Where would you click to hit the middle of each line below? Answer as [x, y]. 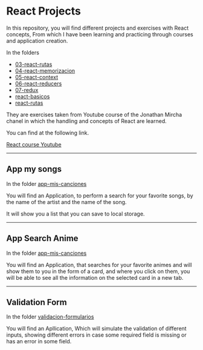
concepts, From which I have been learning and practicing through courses [100, 34]
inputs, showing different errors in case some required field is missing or [96, 335]
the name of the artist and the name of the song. [66, 202]
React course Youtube [34, 144]
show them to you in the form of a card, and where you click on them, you [98, 271]
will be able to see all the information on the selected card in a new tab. [95, 277]
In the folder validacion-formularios [50, 317]
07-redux [27, 90]
